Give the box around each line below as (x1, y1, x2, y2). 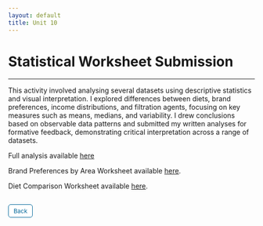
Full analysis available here (8, 151, 95, 161)
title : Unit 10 (8, 19, 58, 27)
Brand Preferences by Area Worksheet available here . (8, 166, 182, 176)
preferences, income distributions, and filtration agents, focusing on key (8, 103, 241, 112)
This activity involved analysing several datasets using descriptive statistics (8, 86, 252, 95)
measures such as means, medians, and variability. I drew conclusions (8, 111, 236, 120)
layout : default (8, 11, 61, 20)
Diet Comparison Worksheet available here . (8, 181, 149, 191)
